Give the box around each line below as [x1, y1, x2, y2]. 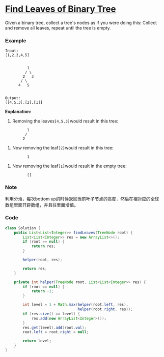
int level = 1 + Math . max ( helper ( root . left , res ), [23, 302, 129, 307]
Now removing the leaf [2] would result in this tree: [12, 145, 114, 151]
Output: [5, 96, 21, 101]
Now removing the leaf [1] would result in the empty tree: [12, 163, 127, 169]
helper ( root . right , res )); [78, 307, 133, 312]
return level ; [23, 338, 52, 344]
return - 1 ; [31, 289, 54, 294]
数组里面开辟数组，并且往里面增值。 [5, 202, 79, 208]
